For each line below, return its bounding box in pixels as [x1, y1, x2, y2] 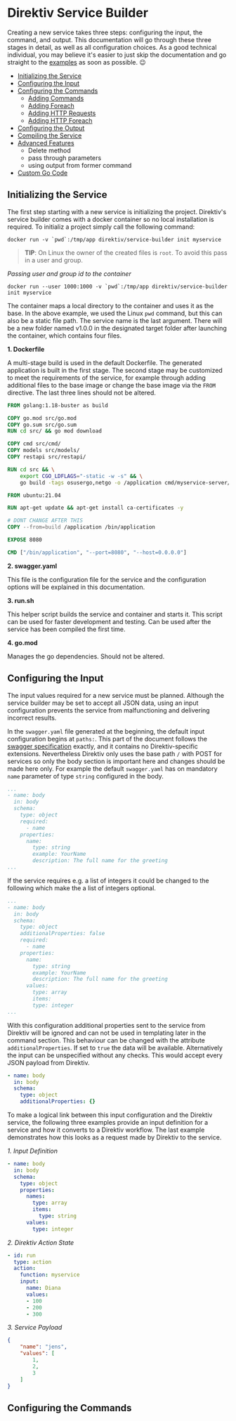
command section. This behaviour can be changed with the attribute [7, 1036, 205, 1044]
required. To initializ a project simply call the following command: [7, 223, 195, 231]
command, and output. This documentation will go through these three [7, 35, 212, 44]
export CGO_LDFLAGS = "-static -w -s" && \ [20, 472, 143, 480]
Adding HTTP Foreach [27, 116, 93, 124]
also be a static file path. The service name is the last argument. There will [7, 316, 223, 324]
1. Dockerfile [7, 345, 45, 353]
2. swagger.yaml [7, 562, 58, 570]
